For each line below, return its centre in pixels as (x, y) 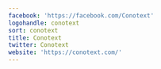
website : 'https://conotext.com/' (65, 52)
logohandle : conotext (44, 23)
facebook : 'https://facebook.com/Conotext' (81, 15)
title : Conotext (35, 38)
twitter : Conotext (38, 45)
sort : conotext (33, 30)
